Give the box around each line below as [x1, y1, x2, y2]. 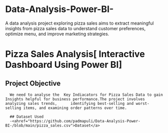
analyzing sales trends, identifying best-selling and [5, 101, 134, 106]
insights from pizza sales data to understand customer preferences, [5, 25, 146, 31]
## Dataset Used [10, 114, 44, 119]
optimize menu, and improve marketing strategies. [5, 31, 110, 37]
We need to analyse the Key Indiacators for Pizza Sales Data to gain [10, 92, 163, 97]
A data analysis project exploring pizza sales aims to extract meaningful [5, 20, 154, 26]
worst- [135, 101, 150, 106]
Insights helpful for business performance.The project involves [5, 96, 145, 101]
